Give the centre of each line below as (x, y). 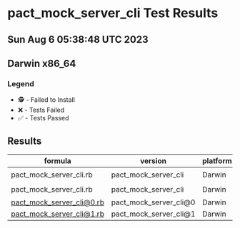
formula (57, 161)
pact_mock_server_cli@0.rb (58, 202)
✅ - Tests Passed (43, 118)
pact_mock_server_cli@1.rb (58, 214)
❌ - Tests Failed (41, 110)
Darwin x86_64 (42, 63)
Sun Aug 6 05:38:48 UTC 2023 (78, 40)
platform (217, 161)
